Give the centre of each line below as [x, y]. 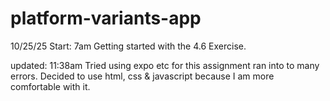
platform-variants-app [106, 18]
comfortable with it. [50, 86]
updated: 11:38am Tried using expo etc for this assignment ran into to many [165, 65]
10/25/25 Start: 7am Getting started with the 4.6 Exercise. [128, 46]
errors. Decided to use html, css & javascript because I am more [142, 76]
